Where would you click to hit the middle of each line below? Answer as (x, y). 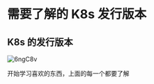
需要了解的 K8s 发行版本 (77, 14)
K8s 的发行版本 (40, 42)
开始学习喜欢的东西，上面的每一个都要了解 (68, 73)
